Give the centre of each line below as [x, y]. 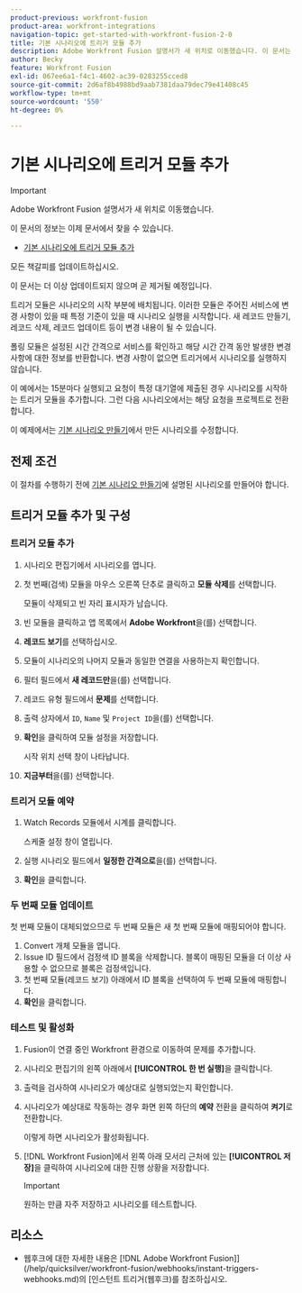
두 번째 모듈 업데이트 [52, 905]
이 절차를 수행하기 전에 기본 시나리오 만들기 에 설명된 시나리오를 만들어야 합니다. [150, 484]
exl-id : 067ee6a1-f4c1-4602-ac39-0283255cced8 [99, 77]
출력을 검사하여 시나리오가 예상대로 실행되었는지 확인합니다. [128, 1088]
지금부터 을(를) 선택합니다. [69, 775]
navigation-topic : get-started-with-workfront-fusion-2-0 [121, 34]
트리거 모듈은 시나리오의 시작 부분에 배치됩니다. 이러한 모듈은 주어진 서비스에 [145, 305]
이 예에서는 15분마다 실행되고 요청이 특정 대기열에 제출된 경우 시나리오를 [137, 388]
